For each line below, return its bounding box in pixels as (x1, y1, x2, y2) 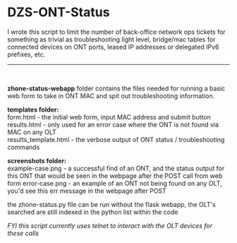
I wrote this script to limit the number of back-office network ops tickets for (7, 28, 226, 36)
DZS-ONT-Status (7, 4, 110, 20)
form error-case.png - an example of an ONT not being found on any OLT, (7, 179, 222, 187)
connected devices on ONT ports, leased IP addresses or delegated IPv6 (7, 42, 219, 51)
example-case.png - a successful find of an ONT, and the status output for (7, 164, 225, 172)
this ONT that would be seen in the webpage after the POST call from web (7, 171, 223, 180)
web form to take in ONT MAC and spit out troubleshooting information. (7, 91, 215, 100)
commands (7, 143, 40, 151)
